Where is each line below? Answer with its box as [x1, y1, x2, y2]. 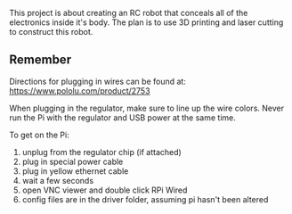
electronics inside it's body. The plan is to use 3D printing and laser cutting [9, 17, 284, 28]
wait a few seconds [21, 175, 94, 185]
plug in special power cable [21, 156, 124, 167]
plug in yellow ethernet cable [21, 165, 129, 177]
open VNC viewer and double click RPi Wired [21, 185, 188, 195]
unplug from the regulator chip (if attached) [21, 146, 182, 157]
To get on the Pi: [9, 129, 69, 140]
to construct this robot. [9, 27, 93, 37]
